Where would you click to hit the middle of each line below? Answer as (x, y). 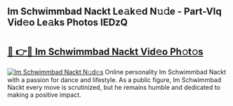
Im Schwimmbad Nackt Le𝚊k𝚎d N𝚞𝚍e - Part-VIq (115, 12)
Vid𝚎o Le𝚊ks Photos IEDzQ (68, 23)
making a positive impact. (45, 95)
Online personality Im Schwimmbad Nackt (166, 72)
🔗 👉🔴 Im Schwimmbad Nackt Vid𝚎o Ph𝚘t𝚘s (105, 52)
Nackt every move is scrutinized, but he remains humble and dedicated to (114, 87)
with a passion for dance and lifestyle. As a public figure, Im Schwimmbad (114, 80)
